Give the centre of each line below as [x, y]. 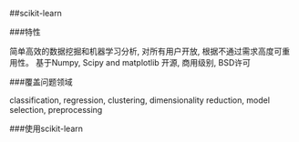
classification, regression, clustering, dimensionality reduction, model [140, 100]
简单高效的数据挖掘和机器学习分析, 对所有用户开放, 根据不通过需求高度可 [146, 51]
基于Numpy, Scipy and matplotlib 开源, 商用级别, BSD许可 [143, 62]
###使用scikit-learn [46, 128]
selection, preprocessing [56, 110]
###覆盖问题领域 [41, 82]
